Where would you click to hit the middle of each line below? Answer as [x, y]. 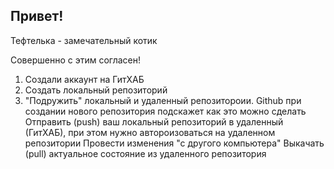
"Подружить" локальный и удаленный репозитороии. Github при [163, 100]
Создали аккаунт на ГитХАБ [84, 79]
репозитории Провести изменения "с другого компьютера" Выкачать [174, 143]
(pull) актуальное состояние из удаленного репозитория [145, 153]
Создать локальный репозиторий [96, 90]
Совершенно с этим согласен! [76, 60]
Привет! [37, 16]
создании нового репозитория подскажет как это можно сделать [165, 111]
